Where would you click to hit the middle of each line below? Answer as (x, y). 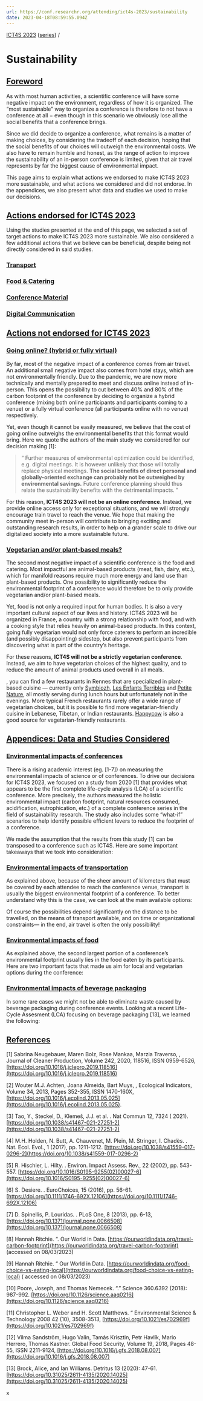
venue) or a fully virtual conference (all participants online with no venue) (98, 408)
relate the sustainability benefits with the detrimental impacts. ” (100, 490)
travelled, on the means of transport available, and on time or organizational (101, 918)
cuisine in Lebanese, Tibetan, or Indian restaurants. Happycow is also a (95, 713)
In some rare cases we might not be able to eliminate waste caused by (94, 1001)
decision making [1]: (31, 446)
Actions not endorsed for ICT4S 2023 (78, 333)
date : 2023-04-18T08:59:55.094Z (47, 18)
